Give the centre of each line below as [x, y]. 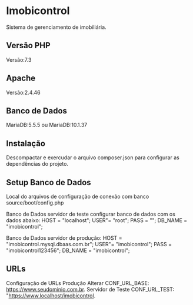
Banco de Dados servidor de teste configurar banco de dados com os [91, 214]
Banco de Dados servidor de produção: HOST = [64, 238]
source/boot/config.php [35, 203]
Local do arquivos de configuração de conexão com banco [78, 196]
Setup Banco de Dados [49, 182]
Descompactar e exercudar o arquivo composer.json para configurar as [93, 157]
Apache [21, 78]
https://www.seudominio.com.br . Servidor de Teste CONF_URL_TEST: [90, 289]
